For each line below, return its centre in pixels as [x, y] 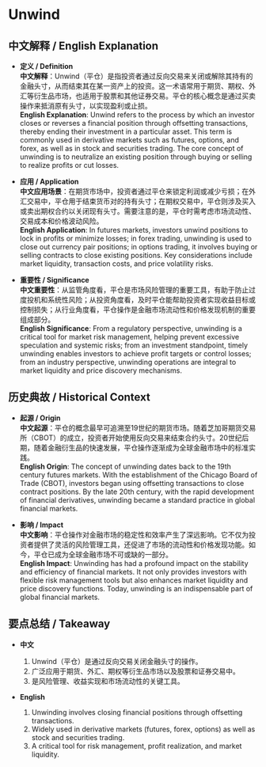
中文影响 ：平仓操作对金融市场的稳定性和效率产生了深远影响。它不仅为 [134, 534]
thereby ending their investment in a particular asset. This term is [125, 131]
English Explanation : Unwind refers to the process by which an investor [137, 115]
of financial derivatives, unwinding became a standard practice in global [137, 499]
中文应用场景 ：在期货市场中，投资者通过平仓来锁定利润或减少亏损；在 [134, 191]
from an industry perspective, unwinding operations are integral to [128, 362]
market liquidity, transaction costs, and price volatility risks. [116, 264]
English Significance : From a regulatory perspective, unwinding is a [131, 328]
